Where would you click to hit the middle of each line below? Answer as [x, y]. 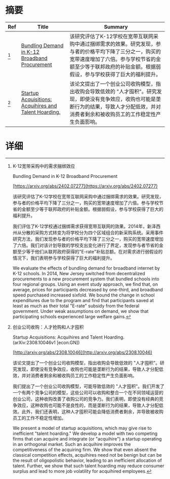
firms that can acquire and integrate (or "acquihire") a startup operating [87, 438]
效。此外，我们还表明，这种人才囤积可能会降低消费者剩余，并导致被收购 [88, 412]
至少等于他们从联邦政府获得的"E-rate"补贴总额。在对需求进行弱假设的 [90, 251]
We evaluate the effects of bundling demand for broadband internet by [86, 268]
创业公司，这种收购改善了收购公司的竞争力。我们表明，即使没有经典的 [86, 399]
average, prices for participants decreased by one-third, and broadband [88, 289]
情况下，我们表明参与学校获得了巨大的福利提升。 [63, 258]
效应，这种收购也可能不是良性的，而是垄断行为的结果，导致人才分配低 [90, 405]
